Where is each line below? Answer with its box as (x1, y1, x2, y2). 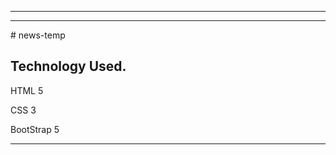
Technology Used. (10, 58, 127, 75)
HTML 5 (10, 84, 44, 96)
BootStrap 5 (10, 123, 60, 135)
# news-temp (10, 29, 66, 41)
